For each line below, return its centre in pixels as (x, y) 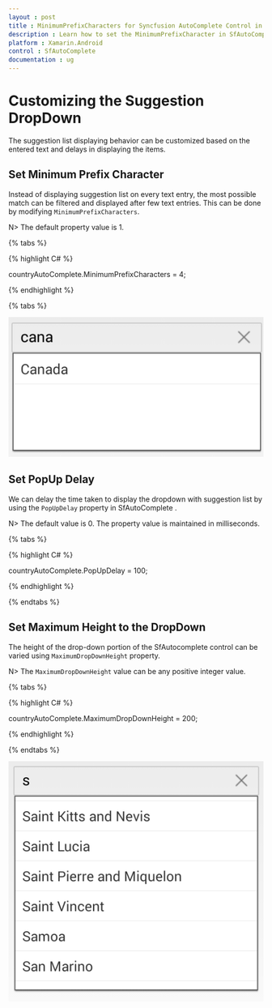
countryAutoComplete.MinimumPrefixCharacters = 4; (97, 274)
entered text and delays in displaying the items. (87, 149)
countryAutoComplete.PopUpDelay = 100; (78, 570)
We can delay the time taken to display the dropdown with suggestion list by (136, 499)
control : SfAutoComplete (52, 51)
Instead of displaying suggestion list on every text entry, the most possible (132, 194)
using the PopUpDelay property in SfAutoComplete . (93, 507)
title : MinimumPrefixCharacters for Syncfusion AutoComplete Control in (136, 26)
